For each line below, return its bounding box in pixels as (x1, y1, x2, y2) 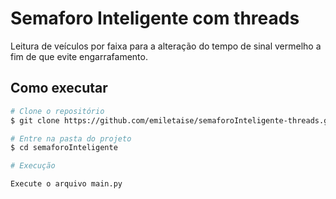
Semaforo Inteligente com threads (10, 7, 300, 30)
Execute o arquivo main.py (10, 179, 123, 189)
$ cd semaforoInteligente (10, 143, 118, 153)
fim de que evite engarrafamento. (10, 50, 148, 62)
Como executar (10, 80, 108, 97)
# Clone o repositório (10, 106, 105, 116)
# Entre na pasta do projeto (10, 133, 132, 144)
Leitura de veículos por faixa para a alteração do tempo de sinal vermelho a (10, 40, 322, 52)
